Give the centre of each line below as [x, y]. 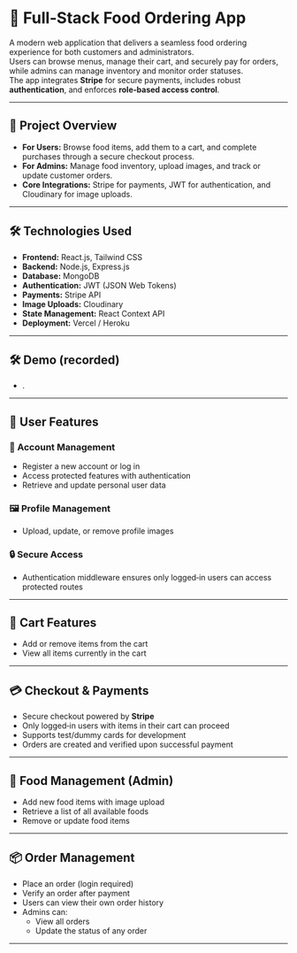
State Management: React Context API [93, 313]
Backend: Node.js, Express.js [76, 266]
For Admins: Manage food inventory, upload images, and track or [141, 165]
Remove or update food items [76, 821]
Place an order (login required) [78, 883]
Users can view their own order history [93, 903]
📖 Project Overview [63, 126]
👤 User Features [54, 422]
